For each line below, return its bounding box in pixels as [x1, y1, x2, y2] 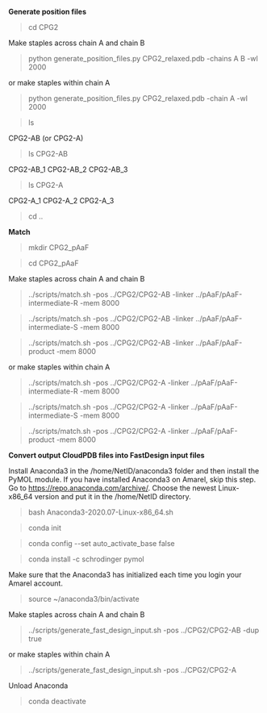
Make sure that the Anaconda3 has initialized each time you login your [8, 570, 242, 579]
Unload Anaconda [8, 681, 69, 690]
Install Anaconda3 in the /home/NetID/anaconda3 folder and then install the [8, 466, 260, 475]
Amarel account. [8, 578, 63, 588]
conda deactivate [27, 697, 86, 706]
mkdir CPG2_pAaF [27, 243, 90, 252]
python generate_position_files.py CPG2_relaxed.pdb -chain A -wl [27, 94, 248, 103]
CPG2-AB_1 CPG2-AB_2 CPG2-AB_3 [8, 165, 128, 174]
